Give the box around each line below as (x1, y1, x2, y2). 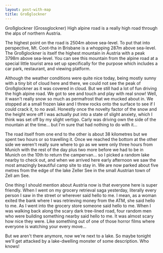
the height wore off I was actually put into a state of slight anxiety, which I (5, 111, 153, 117)
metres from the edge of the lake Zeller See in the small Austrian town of (5, 167, 151, 173)
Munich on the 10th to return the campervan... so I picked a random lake (5, 152, 150, 157)
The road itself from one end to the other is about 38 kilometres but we (5, 131, 147, 137)
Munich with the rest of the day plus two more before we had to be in (5, 147, 144, 153)
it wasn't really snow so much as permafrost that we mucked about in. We (5, 96, 153, 101)
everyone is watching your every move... (5, 223, 87, 229)
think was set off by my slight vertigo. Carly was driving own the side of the (5, 117, 157, 122)
